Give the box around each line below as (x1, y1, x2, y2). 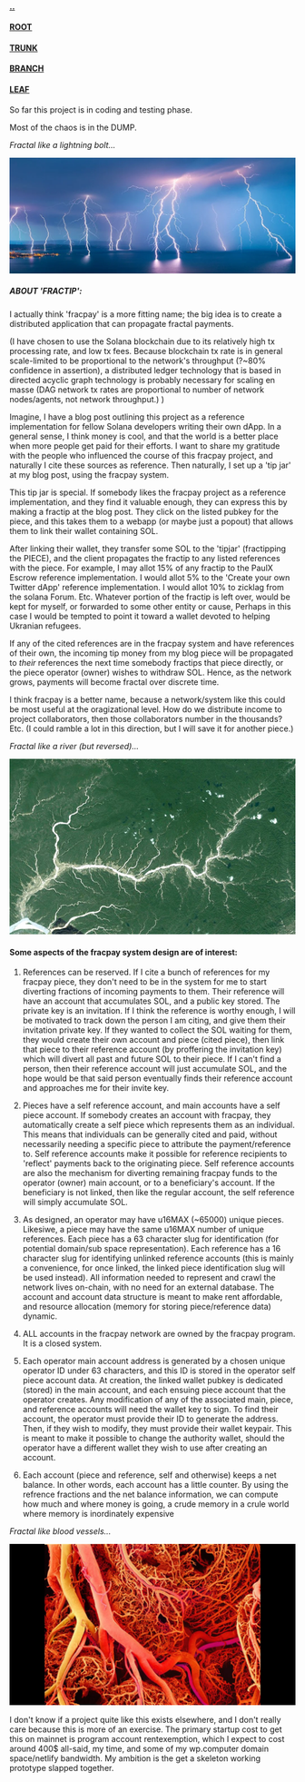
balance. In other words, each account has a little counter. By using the (22, 1480, 289, 1490)
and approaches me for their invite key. (22, 1083, 170, 1094)
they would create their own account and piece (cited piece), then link (22, 1035, 285, 1045)
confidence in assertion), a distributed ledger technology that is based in (9, 364, 281, 375)
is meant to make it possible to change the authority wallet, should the (22, 1433, 285, 1444)
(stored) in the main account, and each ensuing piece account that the (22, 1384, 286, 1396)
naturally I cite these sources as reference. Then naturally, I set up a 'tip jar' (9, 460, 292, 470)
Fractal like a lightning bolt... (9, 139, 116, 150)
